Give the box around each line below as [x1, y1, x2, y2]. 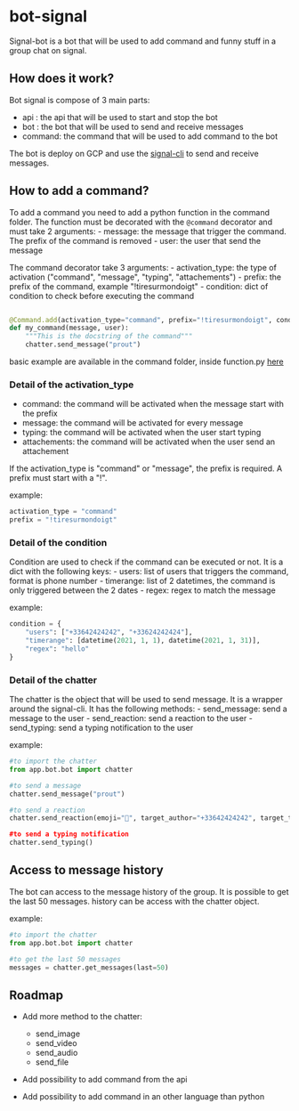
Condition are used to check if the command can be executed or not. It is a [9, 556, 284, 567]
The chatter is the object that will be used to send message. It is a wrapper [9, 694, 283, 705]
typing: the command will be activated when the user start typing [21, 427, 262, 438]
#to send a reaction [9, 806, 86, 815]
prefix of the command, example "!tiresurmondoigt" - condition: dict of [9, 280, 269, 291]
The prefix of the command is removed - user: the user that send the [9, 235, 261, 246]
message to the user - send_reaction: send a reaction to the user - [9, 713, 254, 724]
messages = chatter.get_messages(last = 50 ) [9, 963, 169, 972]
